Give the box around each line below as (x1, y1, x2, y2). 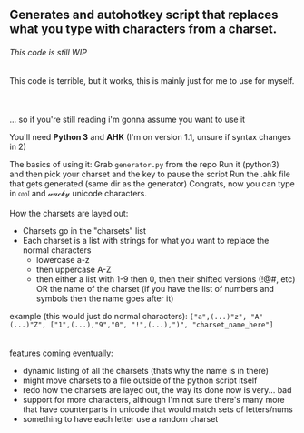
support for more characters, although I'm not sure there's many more (22, 394, 286, 405)
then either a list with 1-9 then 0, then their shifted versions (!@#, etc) (35, 273, 296, 285)
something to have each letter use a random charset (22, 413, 219, 424)
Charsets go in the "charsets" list (22, 225, 147, 236)
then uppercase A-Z (35, 264, 112, 275)
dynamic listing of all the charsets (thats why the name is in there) (22, 365, 270, 376)
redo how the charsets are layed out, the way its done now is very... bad (22, 384, 292, 395)
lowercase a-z (35, 254, 91, 265)
